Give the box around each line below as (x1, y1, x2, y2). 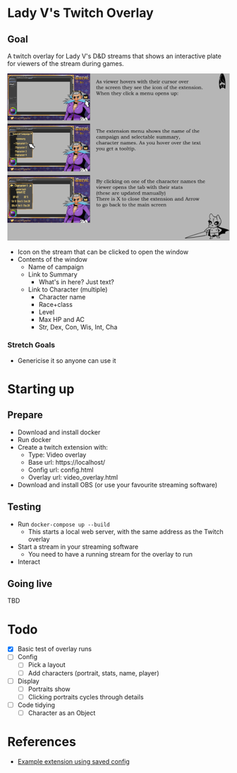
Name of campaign (28, 262, 84, 271)
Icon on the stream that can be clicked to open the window (17, 248, 189, 256)
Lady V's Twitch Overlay (7, 5, 154, 21)
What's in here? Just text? (38, 277, 114, 286)
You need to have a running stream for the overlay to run (28, 550, 193, 558)
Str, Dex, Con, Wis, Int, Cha (38, 322, 118, 331)
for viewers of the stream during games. (7, 59, 125, 68)
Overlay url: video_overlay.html (28, 472, 119, 482)
